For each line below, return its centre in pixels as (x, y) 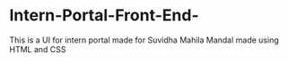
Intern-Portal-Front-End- (104, 15)
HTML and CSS (38, 49)
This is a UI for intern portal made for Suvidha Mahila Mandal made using (144, 40)
